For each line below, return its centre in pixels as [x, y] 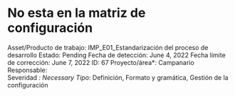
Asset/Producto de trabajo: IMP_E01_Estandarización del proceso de [108, 47]
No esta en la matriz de [77, 13]
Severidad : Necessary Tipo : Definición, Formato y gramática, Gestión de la [118, 77]
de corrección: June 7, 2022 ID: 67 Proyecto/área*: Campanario [101, 62]
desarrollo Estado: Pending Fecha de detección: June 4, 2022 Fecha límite [116, 55]
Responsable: [27, 70]
